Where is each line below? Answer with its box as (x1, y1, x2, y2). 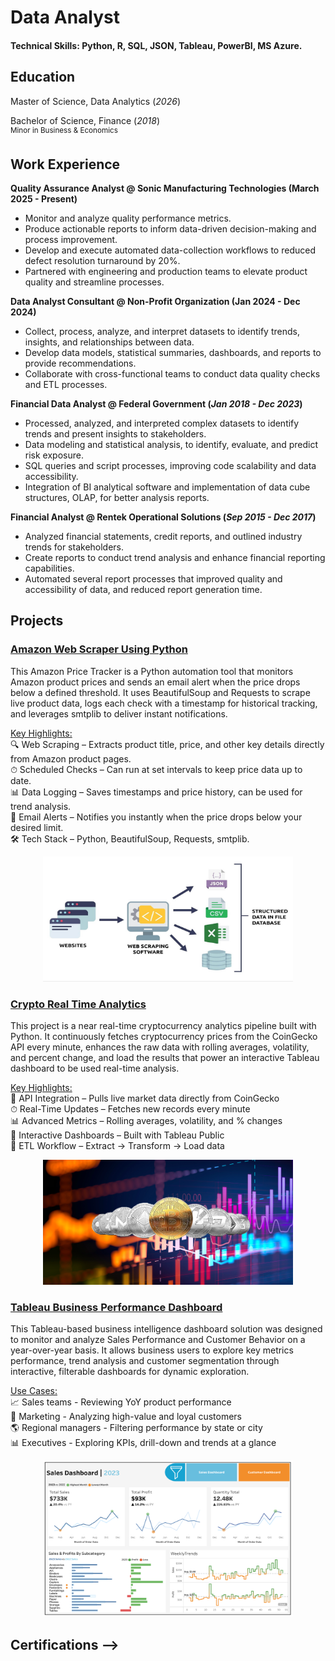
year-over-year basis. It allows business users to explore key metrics (10, 1344, 294, 1356)
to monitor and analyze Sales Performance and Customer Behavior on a (10, 1334, 306, 1346)
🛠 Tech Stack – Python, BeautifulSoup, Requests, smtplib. (10, 832, 250, 845)
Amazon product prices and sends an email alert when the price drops (10, 676, 301, 688)
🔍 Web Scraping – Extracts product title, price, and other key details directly (10, 738, 325, 750)
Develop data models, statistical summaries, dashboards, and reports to (24, 347, 322, 359)
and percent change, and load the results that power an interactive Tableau (10, 1052, 320, 1064)
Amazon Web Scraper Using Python (10, 642, 188, 656)
